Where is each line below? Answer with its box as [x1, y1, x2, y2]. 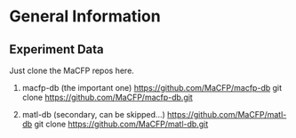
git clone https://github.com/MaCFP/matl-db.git [34, 118, 209, 129]
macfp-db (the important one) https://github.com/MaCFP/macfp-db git [21, 83, 283, 93]
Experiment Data [9, 42, 104, 57]
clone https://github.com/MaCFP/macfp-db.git [21, 92, 193, 102]
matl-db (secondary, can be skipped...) [21, 110, 166, 119]
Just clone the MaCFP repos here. [9, 65, 135, 76]
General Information [9, 6, 162, 27]
